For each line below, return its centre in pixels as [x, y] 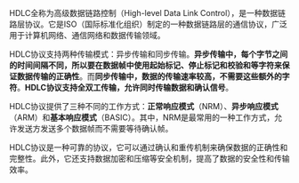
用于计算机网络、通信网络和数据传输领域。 [87, 35]
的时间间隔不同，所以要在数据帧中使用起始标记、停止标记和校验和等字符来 [145, 65]
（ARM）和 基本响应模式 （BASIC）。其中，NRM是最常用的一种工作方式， [142, 117]
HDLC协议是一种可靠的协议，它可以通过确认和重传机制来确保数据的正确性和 [149, 147]
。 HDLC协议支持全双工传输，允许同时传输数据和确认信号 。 [125, 88]
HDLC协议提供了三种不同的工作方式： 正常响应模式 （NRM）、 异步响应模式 [144, 106]
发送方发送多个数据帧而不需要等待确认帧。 [95, 128]
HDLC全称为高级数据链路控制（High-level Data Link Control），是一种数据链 [148, 13]
